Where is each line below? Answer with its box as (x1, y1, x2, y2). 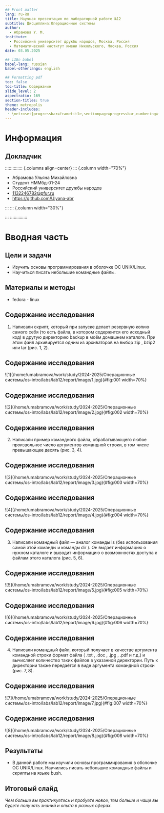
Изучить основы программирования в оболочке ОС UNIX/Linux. (12, 264, 146, 270)
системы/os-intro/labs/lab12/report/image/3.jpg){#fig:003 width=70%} (5, 479, 149, 485)
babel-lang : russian (5, 62, 47, 67)
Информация (5, 133, 62, 144)
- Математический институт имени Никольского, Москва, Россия (9, 44, 139, 49)
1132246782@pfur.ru (12, 190, 55, 196)
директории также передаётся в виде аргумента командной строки (12, 662, 155, 668)
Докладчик (5, 152, 42, 160)
